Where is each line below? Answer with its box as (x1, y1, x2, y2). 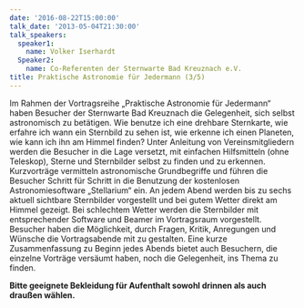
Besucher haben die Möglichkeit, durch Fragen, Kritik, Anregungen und (9, 223, 277, 234)
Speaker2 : (17, 56, 55, 65)
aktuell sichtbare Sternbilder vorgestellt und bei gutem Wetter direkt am (9, 194, 278, 205)
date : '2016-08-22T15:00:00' (9, 13, 120, 23)
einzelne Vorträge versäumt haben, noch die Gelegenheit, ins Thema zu (9, 252, 279, 263)
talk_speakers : (9, 30, 67, 39)
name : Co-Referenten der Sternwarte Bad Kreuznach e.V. (25, 65, 243, 74)
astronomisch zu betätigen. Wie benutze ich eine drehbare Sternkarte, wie (9, 117, 289, 128)
